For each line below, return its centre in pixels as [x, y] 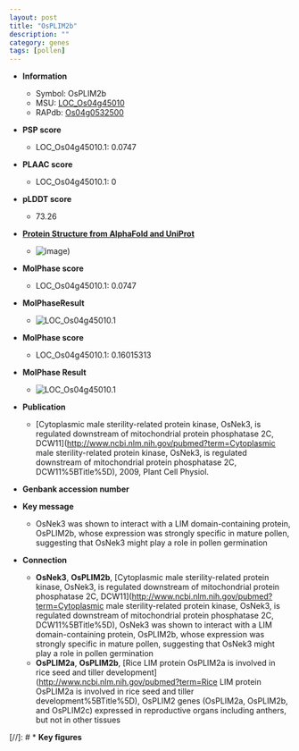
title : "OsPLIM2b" [43, 26]
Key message [48, 507]
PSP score [42, 130]
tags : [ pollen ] [37, 51]
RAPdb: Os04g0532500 [80, 113]
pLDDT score [47, 199]
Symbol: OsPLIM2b [71, 94]
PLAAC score [47, 165]
